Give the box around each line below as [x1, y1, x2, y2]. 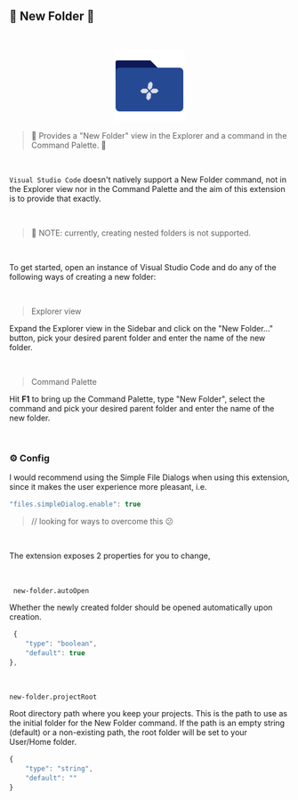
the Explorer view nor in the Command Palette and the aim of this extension [9, 183, 286, 194]
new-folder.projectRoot [9, 692, 98, 702]
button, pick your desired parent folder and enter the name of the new [9, 332, 266, 343]
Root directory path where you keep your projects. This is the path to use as [9, 708, 287, 719]
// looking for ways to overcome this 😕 [30, 516, 174, 526]
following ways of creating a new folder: [9, 271, 157, 282]
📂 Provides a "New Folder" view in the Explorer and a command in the [30, 130, 287, 140]
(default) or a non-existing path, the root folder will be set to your [9, 727, 247, 738]
